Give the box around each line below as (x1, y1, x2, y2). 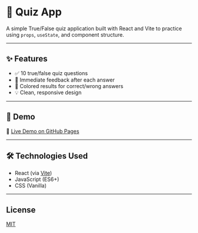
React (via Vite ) (14, 170, 52, 177)
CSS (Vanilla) (14, 182, 47, 189)
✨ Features (6, 54, 48, 64)
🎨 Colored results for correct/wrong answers (14, 82, 124, 89)
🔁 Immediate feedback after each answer (14, 76, 115, 83)
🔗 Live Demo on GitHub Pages (6, 127, 80, 135)
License (6, 205, 36, 215)
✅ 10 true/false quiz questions (14, 69, 88, 76)
